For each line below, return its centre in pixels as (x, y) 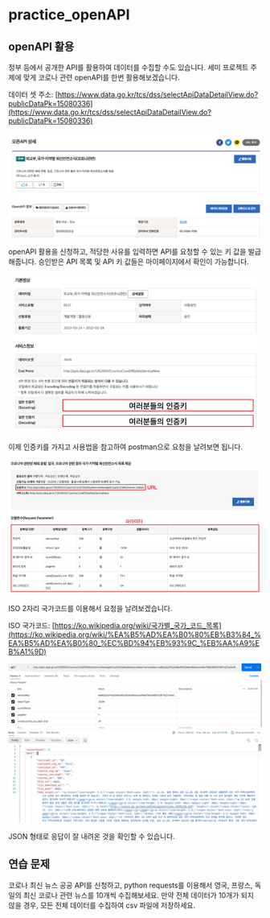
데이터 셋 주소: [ (33, 95)
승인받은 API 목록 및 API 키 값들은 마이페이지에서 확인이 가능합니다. (143, 262)
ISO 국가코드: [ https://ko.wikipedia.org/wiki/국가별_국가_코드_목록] (115, 626)
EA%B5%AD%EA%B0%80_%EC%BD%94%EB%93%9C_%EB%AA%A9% (132, 643)
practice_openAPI (69, 15)
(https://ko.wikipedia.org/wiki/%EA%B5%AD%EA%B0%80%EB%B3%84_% (135, 635)
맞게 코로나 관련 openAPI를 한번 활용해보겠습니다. (102, 77)
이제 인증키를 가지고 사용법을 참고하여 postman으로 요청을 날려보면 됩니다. (126, 447)
